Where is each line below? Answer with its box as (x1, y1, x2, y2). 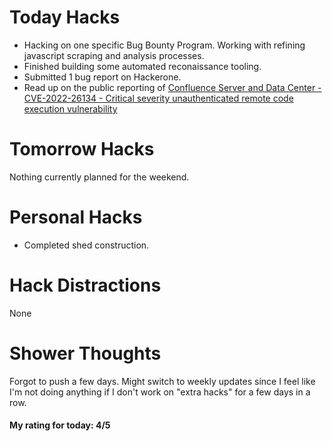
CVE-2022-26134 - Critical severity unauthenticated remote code (23, 92, 294, 104)
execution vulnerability (23, 102, 118, 115)
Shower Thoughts (9, 342, 162, 365)
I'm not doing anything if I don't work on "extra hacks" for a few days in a (9, 386, 311, 398)
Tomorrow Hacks (9, 138, 155, 161)
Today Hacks (9, 6, 121, 29)
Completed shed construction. (23, 239, 150, 251)
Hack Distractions (9, 274, 162, 296)
